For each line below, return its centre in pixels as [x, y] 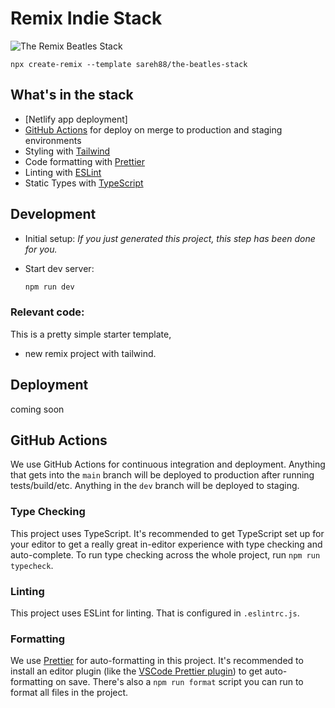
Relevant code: [47, 312]
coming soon [37, 409]
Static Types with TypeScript [84, 183]
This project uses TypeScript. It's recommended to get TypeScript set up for [167, 533]
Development [53, 214]
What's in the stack [72, 95]
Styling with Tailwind [67, 151]
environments [53, 140]
